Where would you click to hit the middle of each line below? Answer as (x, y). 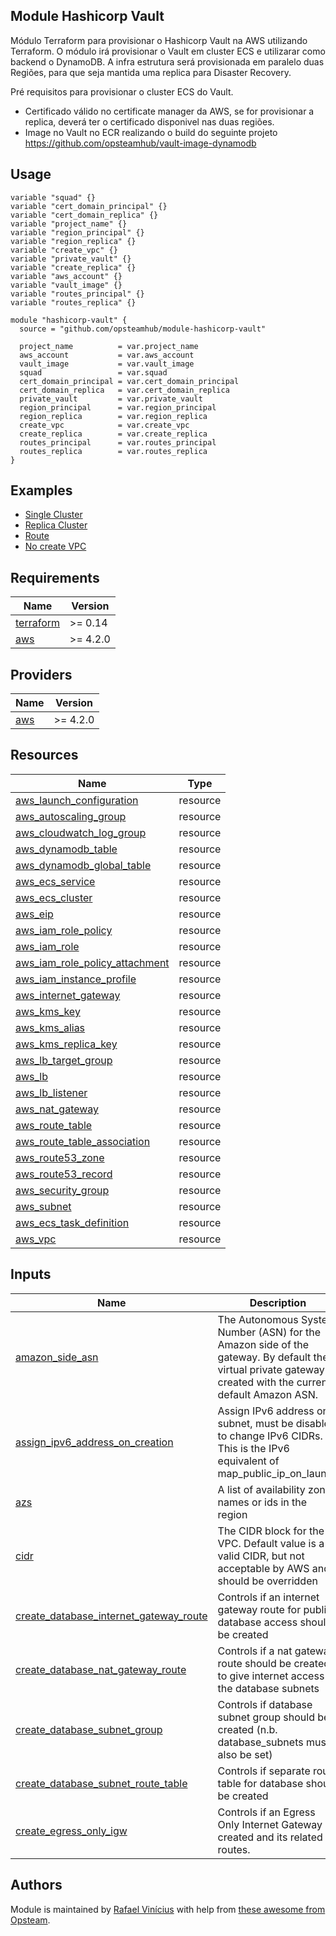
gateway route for (259, 1609)
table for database (260, 1783)
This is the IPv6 (253, 1448)
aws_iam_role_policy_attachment (92, 962)
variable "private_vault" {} (71, 259)
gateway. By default (264, 1357)
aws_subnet (43, 1206)
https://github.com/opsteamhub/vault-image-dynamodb (140, 143)
